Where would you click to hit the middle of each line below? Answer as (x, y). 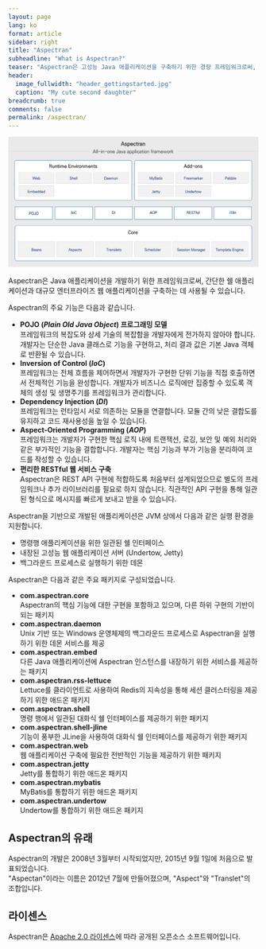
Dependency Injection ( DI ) (64, 402)
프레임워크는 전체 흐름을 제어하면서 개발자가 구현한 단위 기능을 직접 (123, 373)
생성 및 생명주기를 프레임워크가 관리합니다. (100, 393)
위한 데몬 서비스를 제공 (70, 644)
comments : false (35, 109)
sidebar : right (33, 42)
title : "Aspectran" (40, 51)
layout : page (30, 17)
